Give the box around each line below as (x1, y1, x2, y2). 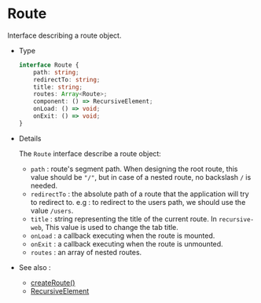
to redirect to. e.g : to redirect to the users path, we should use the (30, 197, 246, 206)
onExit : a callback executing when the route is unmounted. (30, 239, 223, 248)
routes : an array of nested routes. (30, 247, 142, 257)
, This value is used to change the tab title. (41, 222, 178, 232)
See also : (18, 262, 52, 272)
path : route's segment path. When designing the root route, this (30, 164, 238, 173)
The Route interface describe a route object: (18, 148, 162, 158)
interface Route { (18, 60, 79, 69)
